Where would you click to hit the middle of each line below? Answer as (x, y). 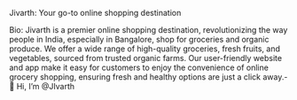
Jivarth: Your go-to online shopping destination (95, 13)
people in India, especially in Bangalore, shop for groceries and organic (139, 39)
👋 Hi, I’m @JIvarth (42, 86)
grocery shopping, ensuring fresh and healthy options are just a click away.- (148, 77)
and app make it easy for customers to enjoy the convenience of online (139, 67)
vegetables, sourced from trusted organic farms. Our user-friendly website (145, 58)
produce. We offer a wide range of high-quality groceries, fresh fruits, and (145, 49)
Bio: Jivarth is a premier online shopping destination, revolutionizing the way (148, 30)
